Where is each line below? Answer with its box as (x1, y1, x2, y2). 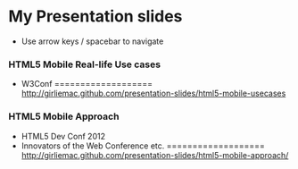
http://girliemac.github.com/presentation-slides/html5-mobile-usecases (21, 88, 286, 99)
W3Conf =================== (21, 79, 153, 89)
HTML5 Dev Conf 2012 (21, 131, 106, 141)
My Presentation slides (8, 6, 183, 27)
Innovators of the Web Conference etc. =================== (21, 140, 265, 151)
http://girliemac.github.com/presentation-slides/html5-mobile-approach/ (21, 149, 289, 160)
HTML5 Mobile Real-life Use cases (8, 58, 161, 71)
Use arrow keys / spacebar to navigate (21, 36, 164, 46)
